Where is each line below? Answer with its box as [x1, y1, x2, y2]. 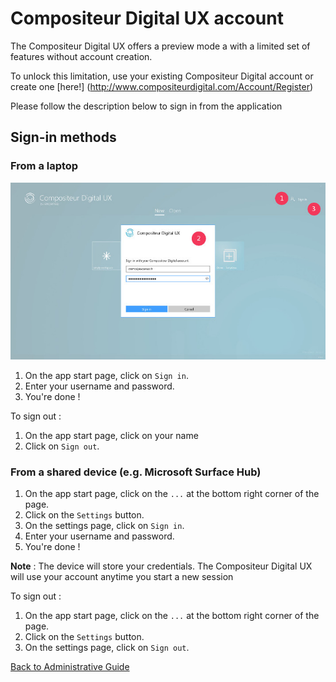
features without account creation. [10, 50, 153, 62]
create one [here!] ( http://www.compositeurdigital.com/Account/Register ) [10, 80, 314, 92]
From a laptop [10, 159, 79, 173]
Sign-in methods [10, 129, 117, 146]
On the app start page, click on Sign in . [24, 370, 189, 382]
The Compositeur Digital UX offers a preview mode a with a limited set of [10, 40, 311, 52]
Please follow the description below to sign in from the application [10, 100, 283, 112]
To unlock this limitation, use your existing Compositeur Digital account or [10, 70, 314, 82]
